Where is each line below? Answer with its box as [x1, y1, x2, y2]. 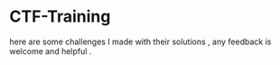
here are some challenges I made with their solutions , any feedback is [9, 36, 272, 47]
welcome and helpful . [9, 45, 92, 56]
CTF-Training [9, 6, 111, 27]
